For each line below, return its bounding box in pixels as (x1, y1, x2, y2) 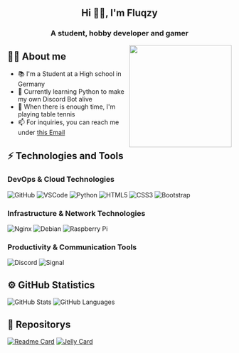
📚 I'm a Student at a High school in (17, 70, 122, 78)
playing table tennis (17, 110, 75, 119)
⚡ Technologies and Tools (7, 150, 124, 162)
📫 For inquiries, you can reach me (17, 118, 119, 126)
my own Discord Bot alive (17, 95, 92, 104)
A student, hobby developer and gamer (51, 28, 188, 38)
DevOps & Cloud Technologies (7, 175, 115, 185)
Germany (17, 80, 45, 89)
